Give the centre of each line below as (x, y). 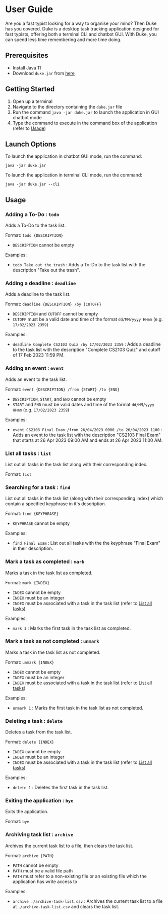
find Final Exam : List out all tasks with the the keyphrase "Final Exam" (86, 543)
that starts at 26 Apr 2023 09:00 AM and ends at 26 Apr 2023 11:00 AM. (88, 440)
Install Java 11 (27, 67)
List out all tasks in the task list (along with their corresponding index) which (84, 499)
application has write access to (45, 882)
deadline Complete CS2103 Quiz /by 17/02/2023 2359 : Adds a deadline (87, 344)
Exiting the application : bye (39, 801)
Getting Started (30, 89)
